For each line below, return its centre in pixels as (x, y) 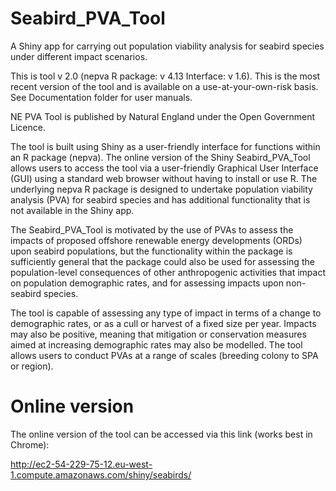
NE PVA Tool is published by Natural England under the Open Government (163, 116)
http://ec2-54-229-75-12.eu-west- (81, 464)
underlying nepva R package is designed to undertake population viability (161, 189)
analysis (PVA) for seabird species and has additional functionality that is (160, 199)
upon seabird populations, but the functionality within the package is (151, 251)
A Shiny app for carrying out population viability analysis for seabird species (167, 46)
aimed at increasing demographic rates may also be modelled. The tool (156, 344)
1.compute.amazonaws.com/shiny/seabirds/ (101, 474)
